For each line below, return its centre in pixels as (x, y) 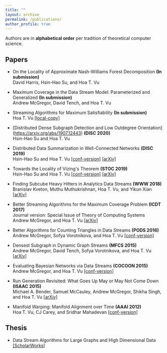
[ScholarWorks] (29, 345)
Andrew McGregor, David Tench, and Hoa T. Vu (62, 103)
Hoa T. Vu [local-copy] (36, 118)
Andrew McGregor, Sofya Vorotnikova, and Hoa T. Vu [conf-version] (83, 236)
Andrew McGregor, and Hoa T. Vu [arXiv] (55, 220)
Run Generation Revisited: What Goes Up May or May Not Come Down (86, 281)
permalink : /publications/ (33, 19)
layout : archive (22, 15)
